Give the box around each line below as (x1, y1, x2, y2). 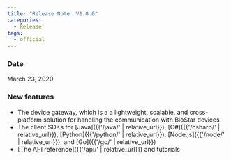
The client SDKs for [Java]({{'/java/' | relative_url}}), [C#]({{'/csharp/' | (17, 122, 221, 131)
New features (7, 92, 54, 102)
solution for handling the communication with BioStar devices (43, 115, 220, 124)
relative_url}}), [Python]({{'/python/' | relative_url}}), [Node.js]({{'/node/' (17, 130, 225, 138)
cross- (189, 108, 209, 116)
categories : (7, 17, 42, 24)
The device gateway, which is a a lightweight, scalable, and (17, 108, 188, 116)
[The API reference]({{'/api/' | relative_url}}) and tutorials (17, 145, 180, 153)
